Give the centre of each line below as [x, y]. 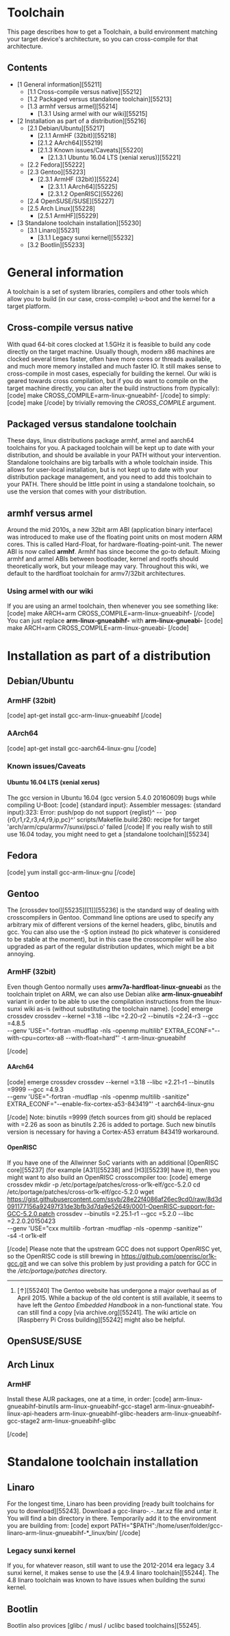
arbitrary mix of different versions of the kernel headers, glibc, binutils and [112, 925]
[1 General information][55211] [59, 84]
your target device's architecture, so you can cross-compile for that [103, 38]
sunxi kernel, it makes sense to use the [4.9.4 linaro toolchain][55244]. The [113, 1573]
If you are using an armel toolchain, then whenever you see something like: [113, 606]
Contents [27, 68]
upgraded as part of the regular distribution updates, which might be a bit [111, 947]
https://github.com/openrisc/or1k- [169, 1257]
